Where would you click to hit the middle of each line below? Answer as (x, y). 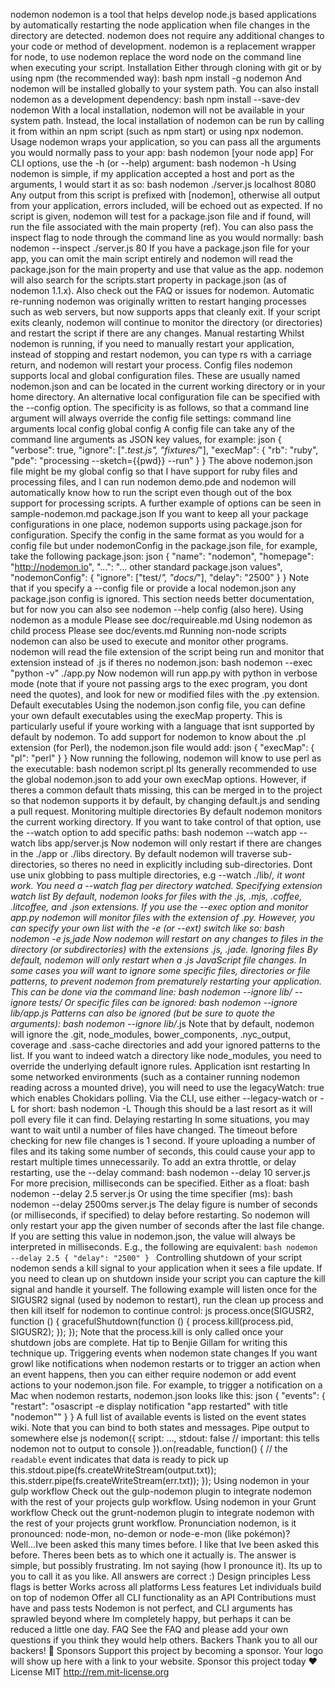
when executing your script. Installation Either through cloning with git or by (166, 67)
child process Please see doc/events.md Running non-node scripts (148, 630)
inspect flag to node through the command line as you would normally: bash (167, 237)
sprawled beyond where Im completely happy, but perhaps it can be (151, 1618)
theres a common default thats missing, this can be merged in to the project (166, 790)
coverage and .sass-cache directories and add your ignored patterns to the (165, 1045)
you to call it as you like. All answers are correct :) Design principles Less (160, 1576)
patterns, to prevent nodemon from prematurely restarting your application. (166, 981)
